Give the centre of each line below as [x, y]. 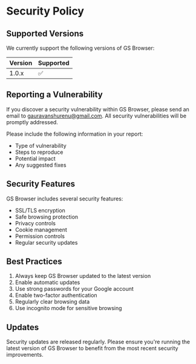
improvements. [25, 355]
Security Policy [45, 11]
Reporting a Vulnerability [54, 95]
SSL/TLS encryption [40, 210]
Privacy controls [35, 223]
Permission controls [40, 236]
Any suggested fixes [41, 165]
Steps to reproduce [39, 152]
